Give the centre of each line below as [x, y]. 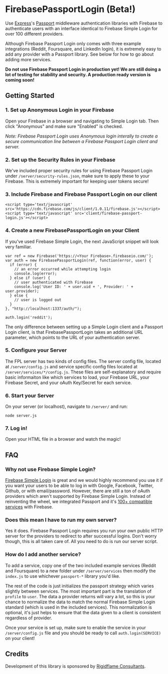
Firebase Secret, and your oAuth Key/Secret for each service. [68, 382]
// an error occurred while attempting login [63, 269]
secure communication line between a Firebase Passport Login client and [81, 141]
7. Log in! [16, 429]
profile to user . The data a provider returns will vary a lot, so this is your [80, 596]
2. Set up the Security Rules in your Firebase [60, 160]
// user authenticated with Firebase [54, 282]
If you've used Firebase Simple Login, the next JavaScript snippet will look [82, 241]
